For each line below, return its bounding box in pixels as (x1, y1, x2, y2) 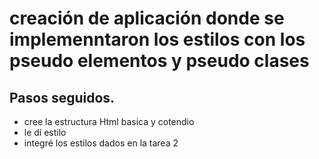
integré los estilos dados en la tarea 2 (23, 137, 179, 149)
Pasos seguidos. (9, 89, 116, 106)
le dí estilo (23, 127, 67, 138)
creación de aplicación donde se (9, 7, 285, 30)
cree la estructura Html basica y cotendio (23, 116, 195, 127)
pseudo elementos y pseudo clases (9, 50, 310, 72)
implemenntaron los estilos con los (9, 28, 306, 51)
